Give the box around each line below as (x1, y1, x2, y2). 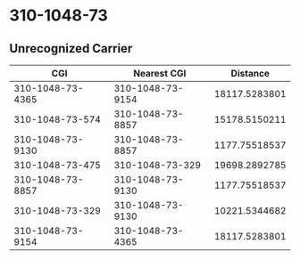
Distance (230, 68, 271, 79)
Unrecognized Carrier (9, 41, 133, 56)
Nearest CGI (133, 68, 187, 79)
